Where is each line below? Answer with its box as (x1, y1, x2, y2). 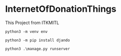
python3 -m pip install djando (5, 38, 70, 43)
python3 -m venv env (5, 29, 48, 34)
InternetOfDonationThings (5, 3, 117, 15)
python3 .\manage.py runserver (5, 46, 70, 51)
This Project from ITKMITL (5, 20, 59, 26)
